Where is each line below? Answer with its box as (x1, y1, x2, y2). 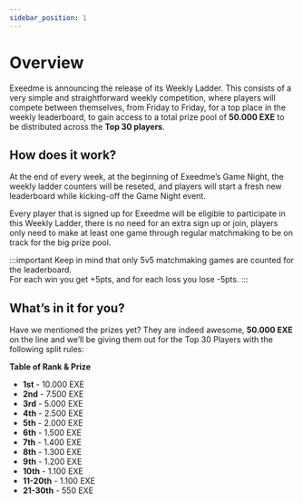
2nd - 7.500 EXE (22, 389, 84, 399)
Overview (9, 52, 84, 73)
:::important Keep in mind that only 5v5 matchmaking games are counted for (9, 255, 295, 266)
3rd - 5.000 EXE (22, 399, 83, 409)
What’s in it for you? (9, 301, 125, 316)
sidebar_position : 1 (9, 13, 88, 23)
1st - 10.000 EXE (22, 379, 84, 390)
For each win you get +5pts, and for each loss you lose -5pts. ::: (9, 274, 249, 285)
